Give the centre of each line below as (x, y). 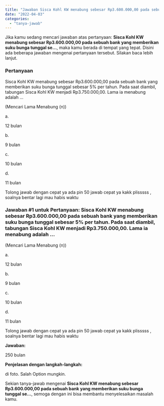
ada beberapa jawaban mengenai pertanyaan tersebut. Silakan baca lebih (79, 53)
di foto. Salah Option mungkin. (35, 374)
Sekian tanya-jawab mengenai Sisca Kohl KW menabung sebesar (72, 383)
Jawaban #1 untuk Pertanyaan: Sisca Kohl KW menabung (74, 210)
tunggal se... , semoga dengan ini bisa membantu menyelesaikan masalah (79, 394)
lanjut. (11, 58)
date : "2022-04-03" (25, 14)
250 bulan (15, 355)
